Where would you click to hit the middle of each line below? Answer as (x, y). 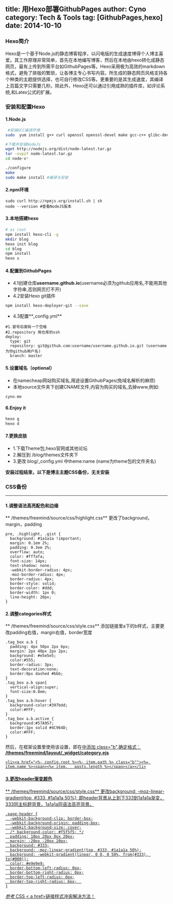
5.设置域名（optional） (30, 368)
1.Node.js (16, 119)
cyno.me (14, 396)
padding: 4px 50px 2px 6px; (40, 647)
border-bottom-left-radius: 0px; (46, 868)
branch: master (26, 356)
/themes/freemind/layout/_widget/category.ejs (57, 753)
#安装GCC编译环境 (24, 130)
